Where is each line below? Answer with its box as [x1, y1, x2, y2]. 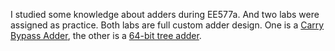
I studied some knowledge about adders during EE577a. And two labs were [10, 9, 320, 20]
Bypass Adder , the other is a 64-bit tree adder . [10, 30, 202, 41]
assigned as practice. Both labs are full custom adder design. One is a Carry [10, 19, 325, 31]
